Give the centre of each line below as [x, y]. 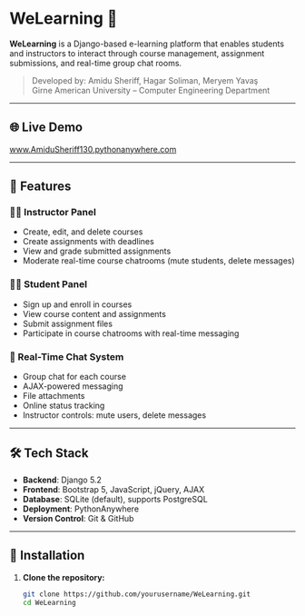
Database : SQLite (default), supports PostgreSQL [115, 499]
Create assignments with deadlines [88, 242]
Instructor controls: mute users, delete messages [114, 415]
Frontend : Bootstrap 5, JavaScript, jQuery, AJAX [113, 489]
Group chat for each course [74, 377]
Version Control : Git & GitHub [78, 518]
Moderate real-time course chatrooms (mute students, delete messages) [158, 261]
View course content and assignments [94, 313]
